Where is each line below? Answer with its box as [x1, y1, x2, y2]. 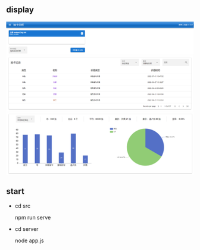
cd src [14, 202, 31, 209]
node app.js [14, 237, 44, 244]
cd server [14, 225, 39, 232]
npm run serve [14, 214, 51, 221]
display [6, 5, 35, 15]
